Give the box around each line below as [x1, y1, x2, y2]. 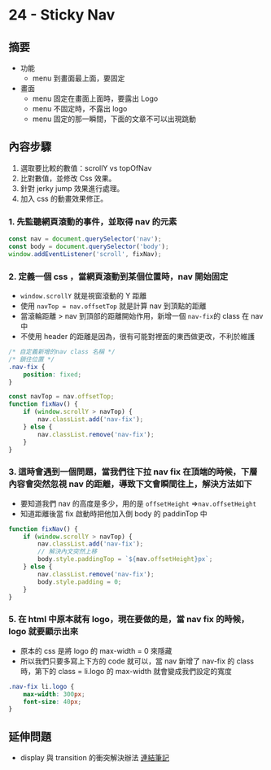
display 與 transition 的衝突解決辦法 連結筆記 [20, 753, 169, 763]
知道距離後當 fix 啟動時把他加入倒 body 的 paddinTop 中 [20, 508, 208, 518]
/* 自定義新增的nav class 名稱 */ [8, 348, 116, 356]
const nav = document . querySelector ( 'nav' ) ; [8, 235, 162, 243]
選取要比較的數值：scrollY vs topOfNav [20, 163, 152, 172]
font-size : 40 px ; [23, 698, 82, 706]
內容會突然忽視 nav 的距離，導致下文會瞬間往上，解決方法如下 [8, 478, 252, 489]
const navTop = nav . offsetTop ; [8, 393, 115, 401]
